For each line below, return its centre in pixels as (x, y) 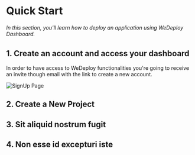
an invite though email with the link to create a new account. (79, 74)
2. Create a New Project (51, 104)
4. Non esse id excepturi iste (60, 144)
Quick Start (35, 11)
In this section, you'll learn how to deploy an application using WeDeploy (95, 27)
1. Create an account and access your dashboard (98, 54)
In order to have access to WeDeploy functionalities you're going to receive (98, 68)
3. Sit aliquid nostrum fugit (56, 125)
